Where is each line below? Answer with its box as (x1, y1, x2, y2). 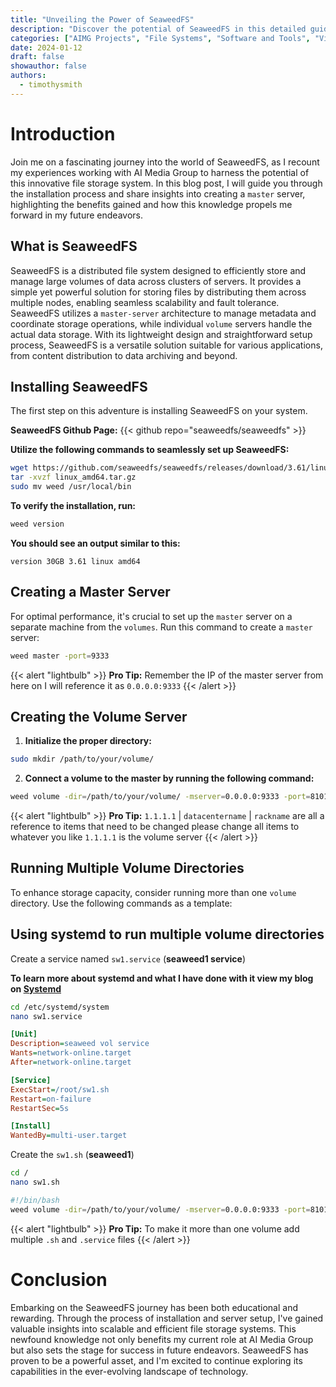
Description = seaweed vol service (10, 1039, 150, 1049)
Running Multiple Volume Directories (10, 860, 245, 877)
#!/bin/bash (10, 1195, 60, 1205)
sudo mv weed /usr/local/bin (10, 482, 132, 492)
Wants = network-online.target (10, 1048, 132, 1058)
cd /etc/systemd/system (10, 1002, 110, 1012)
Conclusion (10, 1268, 108, 1291)
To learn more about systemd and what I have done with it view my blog (10, 972, 314, 984)
